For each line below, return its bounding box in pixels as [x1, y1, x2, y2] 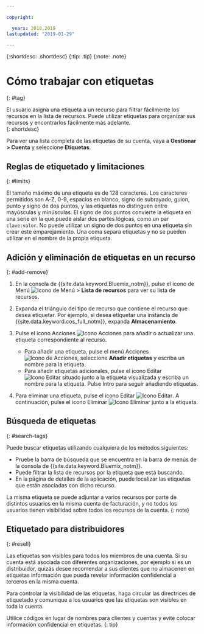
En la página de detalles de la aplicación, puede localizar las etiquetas [15, 475, 191, 482]
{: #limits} [6, 178, 31, 185]
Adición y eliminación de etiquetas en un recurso [6, 252, 196, 262]
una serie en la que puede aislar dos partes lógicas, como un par [6, 215, 169, 223]
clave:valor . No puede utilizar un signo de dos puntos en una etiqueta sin [6, 221, 192, 229]
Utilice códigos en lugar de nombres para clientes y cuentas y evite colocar [6, 614, 196, 621]
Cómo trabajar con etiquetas [6, 74, 154, 88]
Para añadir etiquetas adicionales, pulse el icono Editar [24, 367, 163, 374]
